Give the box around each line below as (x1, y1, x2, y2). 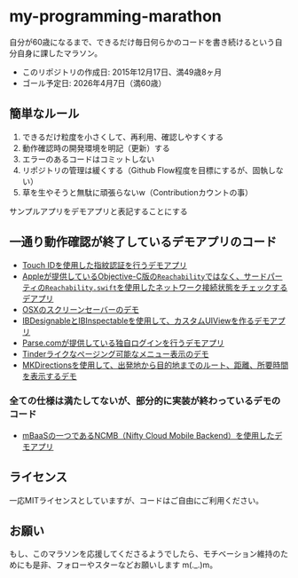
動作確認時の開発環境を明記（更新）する (21, 142, 170, 153)
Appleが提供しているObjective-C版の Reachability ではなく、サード (21, 271, 268, 281)
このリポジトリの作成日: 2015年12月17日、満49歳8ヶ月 (21, 67, 223, 77)
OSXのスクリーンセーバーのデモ (21, 304, 140, 314)
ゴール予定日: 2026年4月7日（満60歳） (21, 77, 167, 88)
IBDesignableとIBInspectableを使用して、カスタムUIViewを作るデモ (21, 315, 271, 326)
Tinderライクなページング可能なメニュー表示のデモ (21, 348, 209, 359)
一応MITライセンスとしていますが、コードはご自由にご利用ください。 (9, 495, 264, 505)
